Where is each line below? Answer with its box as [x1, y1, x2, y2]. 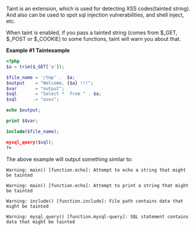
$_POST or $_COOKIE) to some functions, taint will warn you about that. [6, 36, 181, 42]
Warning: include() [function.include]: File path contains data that [6, 198, 184, 204]
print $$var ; [6, 118, 38, 124]
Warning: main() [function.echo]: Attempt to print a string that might [6, 182, 189, 188]
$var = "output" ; [6, 85, 65, 91]
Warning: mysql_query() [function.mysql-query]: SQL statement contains [6, 213, 189, 220]
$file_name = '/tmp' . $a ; [6, 74, 76, 81]
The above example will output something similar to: [6, 155, 133, 162]
